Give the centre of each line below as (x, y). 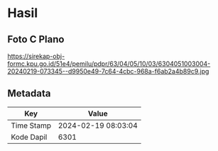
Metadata (29, 94)
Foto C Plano (36, 39)
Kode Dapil (29, 137)
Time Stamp (31, 125)
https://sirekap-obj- (36, 56)
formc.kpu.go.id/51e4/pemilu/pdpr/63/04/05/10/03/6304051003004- (109, 64)
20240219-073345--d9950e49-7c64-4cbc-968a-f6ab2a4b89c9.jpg (108, 71)
